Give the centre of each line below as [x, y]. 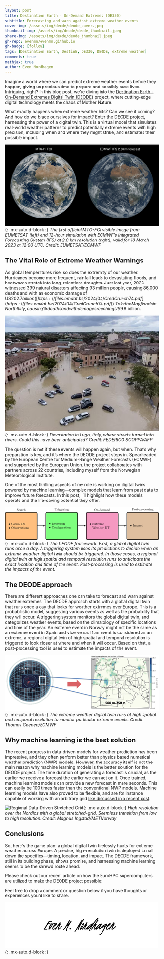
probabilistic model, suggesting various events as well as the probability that [82, 612]
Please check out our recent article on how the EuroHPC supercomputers [79, 876]
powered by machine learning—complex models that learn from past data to [82, 490]
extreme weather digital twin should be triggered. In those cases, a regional [81, 554]
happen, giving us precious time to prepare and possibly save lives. [73, 87]
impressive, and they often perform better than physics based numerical [78, 757]
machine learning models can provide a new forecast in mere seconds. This [81, 783]
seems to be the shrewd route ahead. [43, 866]
